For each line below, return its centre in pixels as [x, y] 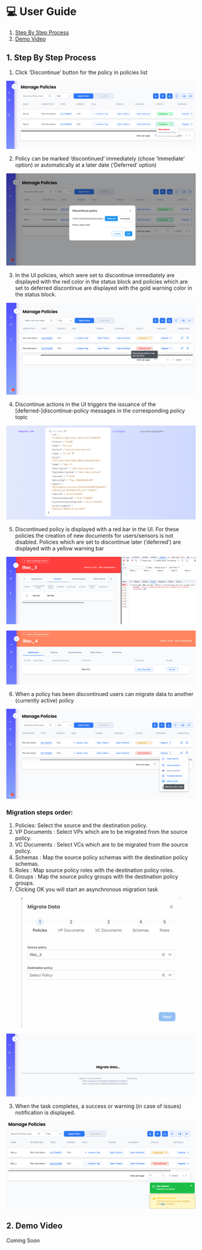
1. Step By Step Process [51, 58]
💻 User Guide [41, 12]
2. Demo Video [35, 1226]
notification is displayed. [45, 1113]
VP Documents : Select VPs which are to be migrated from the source [101, 832]
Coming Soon [23, 1240]
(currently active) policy [44, 701]
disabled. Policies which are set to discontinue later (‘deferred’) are [98, 542]
